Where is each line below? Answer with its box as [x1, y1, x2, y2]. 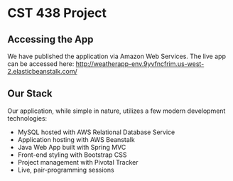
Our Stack [7, 87, 53, 100]
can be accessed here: [7, 60, 75, 68]
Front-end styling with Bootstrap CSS [17, 150, 127, 159]
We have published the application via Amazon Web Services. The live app [7, 52, 226, 60]
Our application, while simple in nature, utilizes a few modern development [7, 106, 226, 115]
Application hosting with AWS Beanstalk [17, 135, 135, 143]
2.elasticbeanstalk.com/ [7, 67, 78, 75]
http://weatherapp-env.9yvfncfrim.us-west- [75, 60, 205, 68]
